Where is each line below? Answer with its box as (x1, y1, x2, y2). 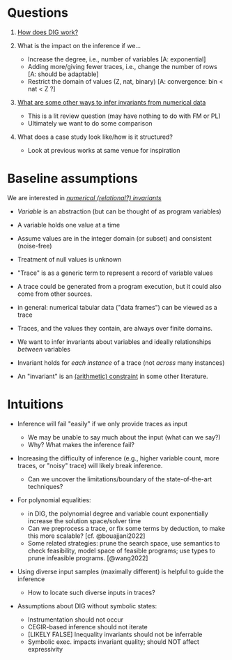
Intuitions (7, 396, 64, 412)
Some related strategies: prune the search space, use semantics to (27, 539, 221, 547)
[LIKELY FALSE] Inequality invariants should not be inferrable (27, 630, 203, 638)
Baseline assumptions (7, 171, 138, 186)
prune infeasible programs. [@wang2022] (27, 553, 148, 562)
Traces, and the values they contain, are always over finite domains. (17, 324, 213, 332)
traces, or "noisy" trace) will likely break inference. (17, 461, 163, 470)
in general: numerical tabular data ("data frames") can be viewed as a (17, 303, 217, 311)
